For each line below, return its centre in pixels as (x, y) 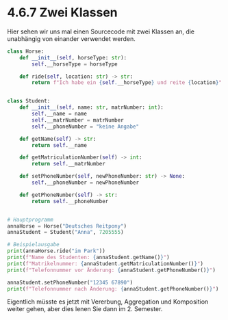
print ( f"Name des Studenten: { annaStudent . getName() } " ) (88, 258)
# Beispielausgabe (33, 245)
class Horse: (26, 51)
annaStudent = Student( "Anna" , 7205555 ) (66, 232)
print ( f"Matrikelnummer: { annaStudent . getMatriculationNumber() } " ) (105, 264)
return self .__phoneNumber (70, 201)
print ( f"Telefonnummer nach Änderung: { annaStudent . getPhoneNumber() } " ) (113, 289)
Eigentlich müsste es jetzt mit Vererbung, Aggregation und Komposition (108, 302)
